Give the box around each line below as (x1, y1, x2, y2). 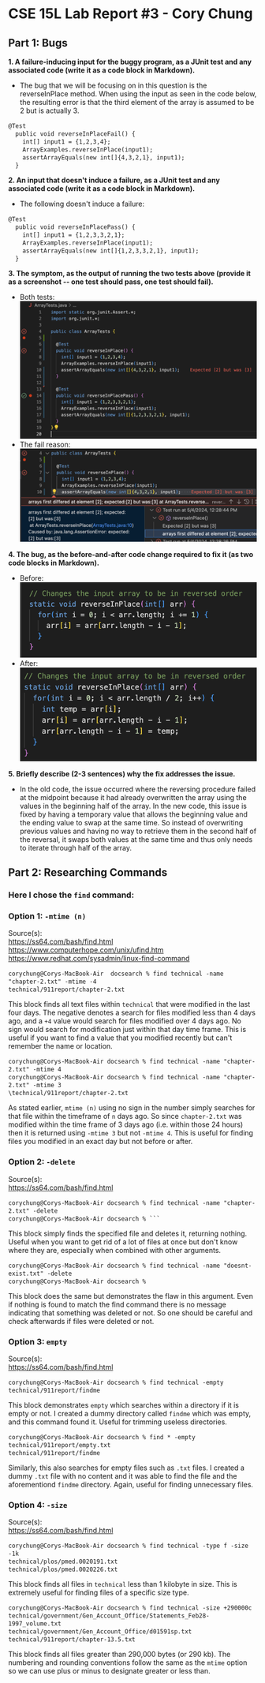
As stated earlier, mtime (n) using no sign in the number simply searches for (8, 1103, 256, 1113)
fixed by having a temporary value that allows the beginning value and (19, 810, 248, 819)
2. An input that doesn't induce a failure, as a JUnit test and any (8, 175, 221, 185)
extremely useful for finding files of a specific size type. (8, 1588, 189, 1598)
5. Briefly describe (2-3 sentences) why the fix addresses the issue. (8, 769, 236, 778)
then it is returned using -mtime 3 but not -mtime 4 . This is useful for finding (8, 1128, 254, 1138)
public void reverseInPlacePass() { (15, 223, 136, 231)
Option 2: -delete (8, 1157, 76, 1168)
